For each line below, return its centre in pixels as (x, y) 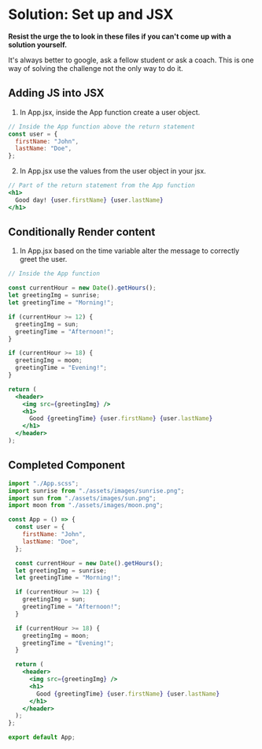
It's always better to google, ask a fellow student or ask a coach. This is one (131, 60)
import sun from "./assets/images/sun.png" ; (82, 498)
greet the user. (43, 259)
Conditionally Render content (82, 232)
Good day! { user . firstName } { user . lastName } (89, 200)
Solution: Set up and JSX (91, 15)
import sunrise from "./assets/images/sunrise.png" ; (96, 490)
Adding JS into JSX (56, 93)
